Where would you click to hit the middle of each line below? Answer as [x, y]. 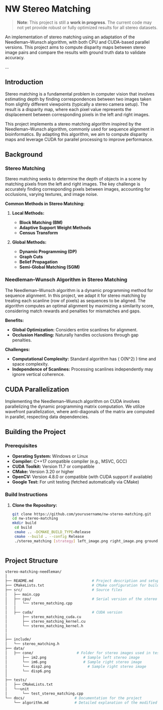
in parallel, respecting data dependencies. [47, 417]
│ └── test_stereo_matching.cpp [44, 694]
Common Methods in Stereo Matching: [45, 204]
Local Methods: [28, 213]
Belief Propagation [39, 262]
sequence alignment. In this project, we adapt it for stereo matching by [76, 295]
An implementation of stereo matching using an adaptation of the [70, 37]
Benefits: [15, 320]
